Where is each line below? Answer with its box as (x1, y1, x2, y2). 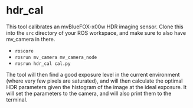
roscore (14, 48, 34, 54)
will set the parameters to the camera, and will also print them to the (6, 90, 172, 97)
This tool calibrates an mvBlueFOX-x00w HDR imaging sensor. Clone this (6, 23, 184, 30)
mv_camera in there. (6, 35, 55, 42)
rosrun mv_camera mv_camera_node (14, 54, 97, 60)
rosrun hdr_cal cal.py (14, 60, 71, 67)
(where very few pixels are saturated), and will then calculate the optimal (6, 77, 183, 84)
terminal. (6, 96, 28, 103)
